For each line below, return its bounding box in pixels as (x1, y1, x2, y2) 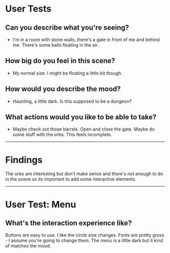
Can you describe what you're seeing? (5, 23, 130, 32)
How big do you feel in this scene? (5, 57, 115, 65)
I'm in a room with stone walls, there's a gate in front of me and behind (12, 36, 160, 43)
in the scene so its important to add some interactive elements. (5, 176, 137, 182)
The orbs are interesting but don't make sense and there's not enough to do (5, 171, 163, 177)
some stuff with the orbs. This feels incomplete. (12, 132, 112, 138)
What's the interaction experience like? (5, 219, 132, 227)
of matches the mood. (5, 243, 52, 249)
